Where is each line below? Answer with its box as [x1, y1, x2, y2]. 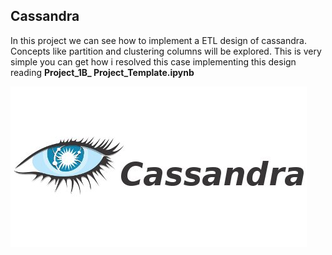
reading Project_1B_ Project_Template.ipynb [10, 66, 195, 78]
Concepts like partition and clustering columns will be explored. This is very [10, 45, 322, 57]
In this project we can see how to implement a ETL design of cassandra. [10, 34, 307, 46]
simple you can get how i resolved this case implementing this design [10, 55, 297, 68]
